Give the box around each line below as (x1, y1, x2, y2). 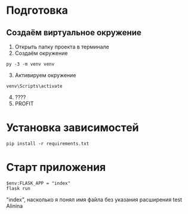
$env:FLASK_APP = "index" (6, 180, 70, 186)
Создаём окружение (14, 50, 68, 57)
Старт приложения (6, 161, 106, 174)
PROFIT (14, 100, 34, 107)
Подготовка (6, 4, 69, 17)
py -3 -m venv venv (6, 61, 55, 67)
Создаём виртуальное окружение (6, 27, 141, 38)
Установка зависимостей (6, 121, 139, 134)
